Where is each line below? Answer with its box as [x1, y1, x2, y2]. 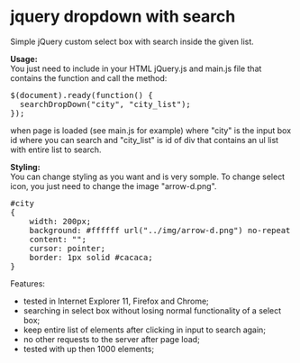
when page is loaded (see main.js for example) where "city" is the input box [10, 124, 292, 136]
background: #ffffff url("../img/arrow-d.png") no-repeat [29, 225, 291, 235]
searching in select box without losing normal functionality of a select [23, 304, 282, 316]
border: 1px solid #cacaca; [29, 252, 153, 262]
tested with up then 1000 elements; [23, 343, 155, 354]
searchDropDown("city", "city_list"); [19, 99, 192, 109]
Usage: [10, 53, 39, 64]
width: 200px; [29, 216, 92, 226]
